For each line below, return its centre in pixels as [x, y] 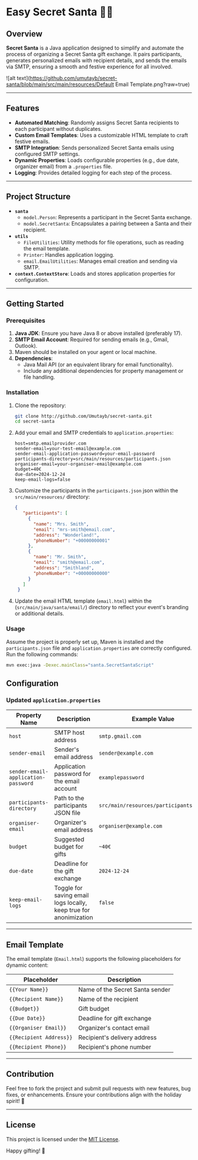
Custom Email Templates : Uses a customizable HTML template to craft [101, 135]
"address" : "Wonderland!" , [66, 535]
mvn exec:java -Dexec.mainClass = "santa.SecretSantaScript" [80, 665]
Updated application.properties [54, 700]
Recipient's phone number [115, 1047]
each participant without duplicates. [58, 128]
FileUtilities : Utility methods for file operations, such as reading [103, 242]
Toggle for [68, 888]
